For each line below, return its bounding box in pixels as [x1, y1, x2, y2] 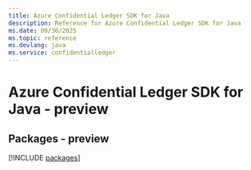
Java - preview [8, 101, 110, 118]
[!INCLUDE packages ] [8, 153, 81, 162]
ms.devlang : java [8, 42, 66, 49]
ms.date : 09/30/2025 [8, 26, 78, 34]
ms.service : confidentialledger [8, 49, 116, 57]
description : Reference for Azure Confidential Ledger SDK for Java [8, 19, 241, 27]
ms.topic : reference [8, 34, 78, 42]
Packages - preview [8, 132, 110, 145]
